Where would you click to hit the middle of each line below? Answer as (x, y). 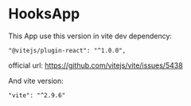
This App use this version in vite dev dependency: (90, 36)
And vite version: (36, 80)
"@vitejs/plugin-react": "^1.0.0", (67, 50)
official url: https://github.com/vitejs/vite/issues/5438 (95, 65)
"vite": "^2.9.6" (37, 95)
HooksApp (44, 14)
